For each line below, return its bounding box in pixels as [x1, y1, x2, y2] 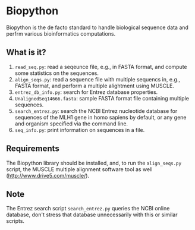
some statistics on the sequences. [14, 70, 99, 77]
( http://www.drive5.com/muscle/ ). [6, 172, 90, 179]
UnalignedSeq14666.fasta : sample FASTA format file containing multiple [14, 94, 189, 102]
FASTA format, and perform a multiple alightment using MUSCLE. [14, 82, 174, 89]
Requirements [6, 144, 59, 154]
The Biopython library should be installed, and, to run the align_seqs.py [6, 159, 182, 166]
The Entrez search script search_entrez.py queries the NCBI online [6, 205, 170, 212]
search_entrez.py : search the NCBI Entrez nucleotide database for [14, 107, 178, 114]
